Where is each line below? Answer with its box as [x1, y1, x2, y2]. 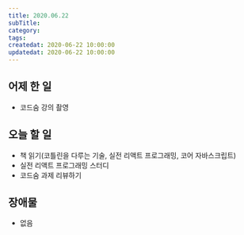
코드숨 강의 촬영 [19, 102, 69, 112]
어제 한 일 [8, 80, 52, 94]
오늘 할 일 [8, 128, 52, 141]
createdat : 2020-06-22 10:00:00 [8, 41, 115, 49]
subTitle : [8, 19, 41, 27]
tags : [8, 33, 26, 42]
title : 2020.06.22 [8, 11, 69, 20]
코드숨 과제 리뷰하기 [19, 170, 82, 179]
